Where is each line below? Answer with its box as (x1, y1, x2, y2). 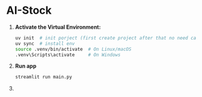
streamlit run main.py (14, 74, 72, 80)
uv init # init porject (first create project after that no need (14, 35, 188, 41)
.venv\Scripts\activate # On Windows (14, 51, 121, 57)
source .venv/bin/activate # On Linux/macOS (14, 46, 131, 52)
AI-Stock (6, 4, 52, 17)
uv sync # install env (14, 40, 75, 47)
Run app (14, 62, 37, 69)
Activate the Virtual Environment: (14, 23, 101, 31)
